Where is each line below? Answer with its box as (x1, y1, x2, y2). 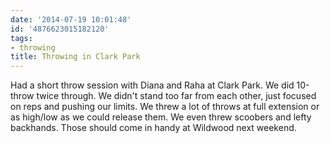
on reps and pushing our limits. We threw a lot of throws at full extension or (10, 101, 320, 113)
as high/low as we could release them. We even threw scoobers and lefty (10, 111, 312, 123)
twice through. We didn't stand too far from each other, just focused (36, 90, 317, 102)
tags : (10, 33, 33, 43)
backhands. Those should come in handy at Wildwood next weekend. (10, 122, 297, 134)
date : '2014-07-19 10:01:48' (10, 14, 132, 25)
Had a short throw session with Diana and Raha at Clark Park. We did (10, 79, 295, 91)
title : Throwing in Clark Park (10, 52, 141, 62)
